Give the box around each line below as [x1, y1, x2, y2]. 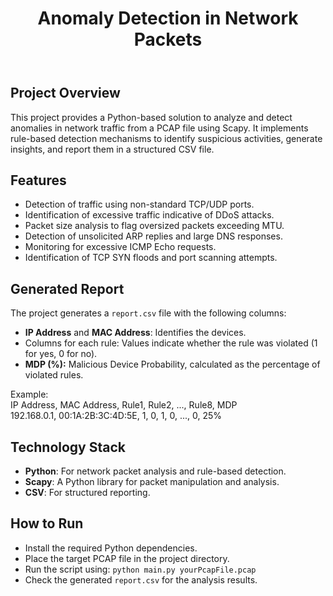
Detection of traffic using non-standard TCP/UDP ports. [24, 198, 255, 211]
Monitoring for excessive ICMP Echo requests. [24, 241, 217, 253]
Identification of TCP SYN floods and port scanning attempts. [24, 252, 278, 264]
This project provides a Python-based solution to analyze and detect [10, 111, 293, 123]
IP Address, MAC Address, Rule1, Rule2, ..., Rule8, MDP [10, 399, 238, 411]
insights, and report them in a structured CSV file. [10, 143, 215, 155]
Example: [10, 388, 49, 401]
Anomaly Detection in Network [37, 7, 299, 30]
